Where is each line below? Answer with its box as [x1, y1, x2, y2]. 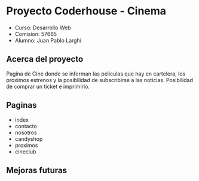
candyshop [14, 135, 43, 142]
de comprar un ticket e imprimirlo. [6, 83, 90, 90]
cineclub [14, 148, 36, 155]
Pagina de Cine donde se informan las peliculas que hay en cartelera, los [6, 70, 186, 77]
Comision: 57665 [14, 30, 57, 37]
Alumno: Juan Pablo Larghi [14, 37, 82, 44]
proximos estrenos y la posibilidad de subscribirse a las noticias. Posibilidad [6, 76, 193, 83]
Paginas [6, 100, 37, 110]
